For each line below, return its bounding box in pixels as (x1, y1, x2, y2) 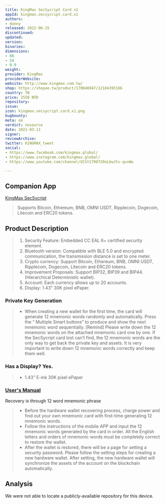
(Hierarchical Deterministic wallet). (24, 275, 95, 280)
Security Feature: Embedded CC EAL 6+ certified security (24, 237, 143, 243)
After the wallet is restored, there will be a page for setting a (24, 445, 147, 450)
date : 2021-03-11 (5, 127, 41, 132)
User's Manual (5, 387, 41, 393)
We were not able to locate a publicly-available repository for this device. (5, 493, 154, 499)
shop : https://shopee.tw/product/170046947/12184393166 (5, 85, 123, 91)
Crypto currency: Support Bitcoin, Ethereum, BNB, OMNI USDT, (24, 259, 154, 265)
